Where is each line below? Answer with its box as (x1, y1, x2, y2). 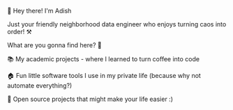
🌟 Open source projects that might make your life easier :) (7, 95, 173, 103)
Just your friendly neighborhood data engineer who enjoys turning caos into (7, 20, 227, 28)
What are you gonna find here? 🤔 (7, 41, 103, 49)
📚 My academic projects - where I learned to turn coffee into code (7, 55, 200, 63)
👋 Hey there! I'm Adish (7, 7, 72, 15)
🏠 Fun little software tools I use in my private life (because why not (7, 72, 201, 79)
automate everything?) (7, 81, 73, 90)
